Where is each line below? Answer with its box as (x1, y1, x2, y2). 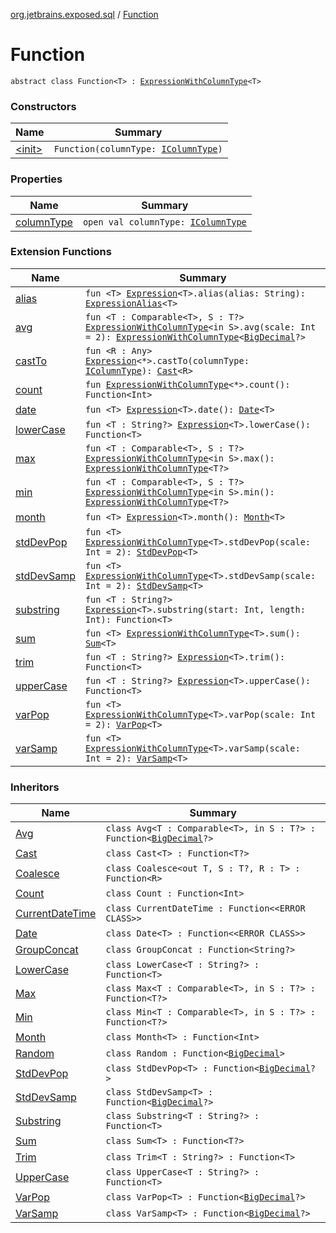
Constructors (10, 99, 77, 113)
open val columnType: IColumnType (82, 216, 247, 228)
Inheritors (10, 780, 60, 794)
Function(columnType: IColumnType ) (53, 144, 223, 155)
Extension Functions (10, 245, 112, 259)
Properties (10, 172, 63, 186)
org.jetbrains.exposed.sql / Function (10, 9, 159, 20)
